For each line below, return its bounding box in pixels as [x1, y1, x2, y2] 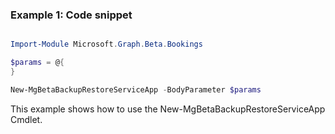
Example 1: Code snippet [10, 8, 133, 22]
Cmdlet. [10, 113, 43, 125]
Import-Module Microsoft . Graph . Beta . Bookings [10, 39, 203, 50]
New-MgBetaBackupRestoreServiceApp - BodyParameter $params [10, 84, 262, 95]
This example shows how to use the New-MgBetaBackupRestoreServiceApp [10, 103, 326, 115]
